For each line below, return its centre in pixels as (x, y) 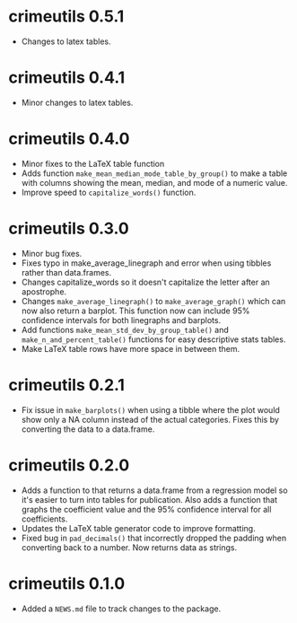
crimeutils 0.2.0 (69, 465)
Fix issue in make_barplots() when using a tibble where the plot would (150, 409)
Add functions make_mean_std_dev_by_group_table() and (125, 329)
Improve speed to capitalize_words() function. (109, 192)
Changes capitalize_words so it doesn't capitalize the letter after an (145, 282)
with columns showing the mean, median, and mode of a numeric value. (154, 182)
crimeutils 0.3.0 (69, 228)
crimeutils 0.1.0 (67, 583)
